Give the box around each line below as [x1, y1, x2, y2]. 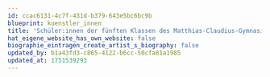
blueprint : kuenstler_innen [7, 19, 102, 27]
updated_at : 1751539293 [7, 57, 88, 65]
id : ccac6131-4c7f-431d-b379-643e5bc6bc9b [7, 11, 152, 20]
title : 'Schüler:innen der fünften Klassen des [7, 26, 171, 34]
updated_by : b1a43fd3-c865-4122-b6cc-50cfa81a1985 [7, 49, 181, 57]
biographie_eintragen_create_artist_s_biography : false [7, 42, 199, 50]
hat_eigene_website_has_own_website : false [7, 34, 156, 43]
